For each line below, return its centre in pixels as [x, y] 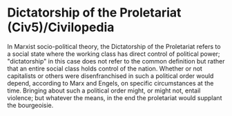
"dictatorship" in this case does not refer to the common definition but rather [116, 61]
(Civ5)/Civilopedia [61, 27]
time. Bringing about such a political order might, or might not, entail [104, 90]
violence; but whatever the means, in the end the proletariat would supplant [115, 97]
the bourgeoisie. [30, 105]
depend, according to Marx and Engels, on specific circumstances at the [110, 83]
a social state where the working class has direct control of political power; [114, 54]
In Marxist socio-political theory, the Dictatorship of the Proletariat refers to [114, 46]
